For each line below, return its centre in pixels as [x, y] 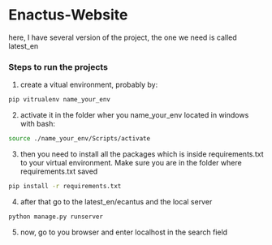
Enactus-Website [68, 15]
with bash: [37, 124]
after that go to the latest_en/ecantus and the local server [116, 201]
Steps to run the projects [58, 67]
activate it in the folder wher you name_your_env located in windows [134, 115]
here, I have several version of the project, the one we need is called [123, 37]
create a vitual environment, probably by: [89, 85]
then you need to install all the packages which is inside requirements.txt [142, 154]
